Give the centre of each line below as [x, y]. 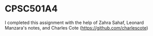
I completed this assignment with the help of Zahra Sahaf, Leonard [74, 22]
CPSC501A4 [31, 9]
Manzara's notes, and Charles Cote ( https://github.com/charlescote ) [76, 27]
